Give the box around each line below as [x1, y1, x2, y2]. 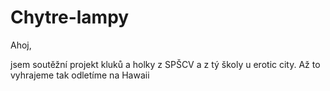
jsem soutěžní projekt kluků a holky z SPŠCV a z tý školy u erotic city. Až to [10, 58, 321, 70]
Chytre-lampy [10, 6, 130, 29]
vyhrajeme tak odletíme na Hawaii [10, 69, 150, 81]
